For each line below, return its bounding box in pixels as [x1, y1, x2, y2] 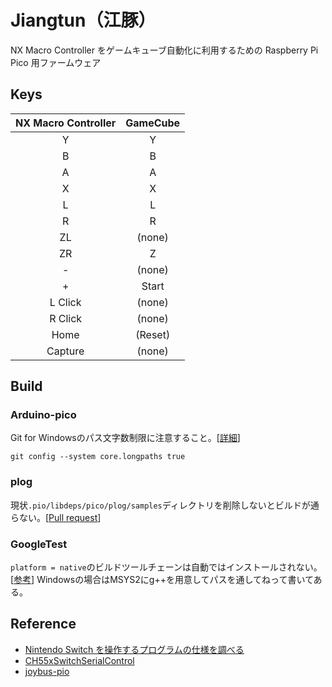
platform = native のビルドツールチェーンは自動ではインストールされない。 [10, 561, 323, 573]
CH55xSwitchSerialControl [24, 654, 135, 666]
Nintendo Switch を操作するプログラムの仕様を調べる [24, 643, 245, 655]
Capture [46, 344, 85, 358]
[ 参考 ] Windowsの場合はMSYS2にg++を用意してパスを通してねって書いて [10, 574, 314, 586]
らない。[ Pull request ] [10, 511, 102, 523]
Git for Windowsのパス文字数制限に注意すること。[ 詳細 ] [10, 432, 241, 444]
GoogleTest [10, 537, 68, 551]
